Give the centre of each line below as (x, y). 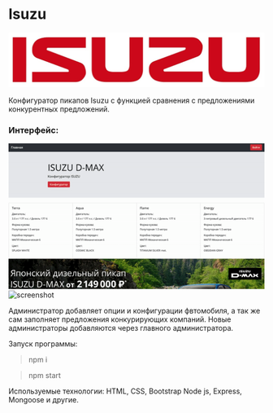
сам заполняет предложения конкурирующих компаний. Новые (120, 319)
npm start (44, 376)
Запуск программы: (43, 344)
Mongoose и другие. (43, 400)
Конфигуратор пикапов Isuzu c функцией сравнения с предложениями (132, 100)
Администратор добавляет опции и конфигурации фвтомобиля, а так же (134, 311)
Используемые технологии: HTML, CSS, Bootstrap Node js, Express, (125, 391)
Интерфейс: (34, 130)
